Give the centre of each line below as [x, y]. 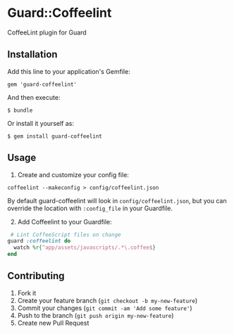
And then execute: [34, 97]
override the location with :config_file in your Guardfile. [90, 208]
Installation [32, 54]
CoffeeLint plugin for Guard [47, 32]
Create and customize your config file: [73, 174]
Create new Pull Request [53, 323]
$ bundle [20, 110]
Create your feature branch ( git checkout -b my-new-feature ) [107, 300]
